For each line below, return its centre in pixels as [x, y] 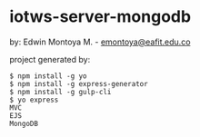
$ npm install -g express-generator [79, 83]
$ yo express [34, 100]
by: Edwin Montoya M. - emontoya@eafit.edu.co [100, 42]
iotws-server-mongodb [100, 17]
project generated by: [50, 59]
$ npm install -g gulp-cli [60, 92]
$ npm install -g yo [49, 76]
